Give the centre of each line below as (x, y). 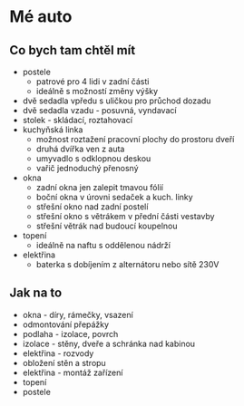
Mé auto (41, 17)
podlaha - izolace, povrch (70, 333)
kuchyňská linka (53, 130)
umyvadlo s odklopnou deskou (93, 159)
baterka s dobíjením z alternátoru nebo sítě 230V (127, 264)
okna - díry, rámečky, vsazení (78, 314)
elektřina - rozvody (58, 353)
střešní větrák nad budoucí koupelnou (107, 226)
